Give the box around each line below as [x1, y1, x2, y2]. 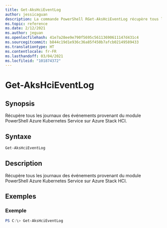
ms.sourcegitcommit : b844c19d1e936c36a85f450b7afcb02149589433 [5, 40, 139, 45]
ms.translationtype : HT [5, 44, 55, 49]
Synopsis [5, 99, 35, 108]
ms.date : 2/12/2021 [5, 26, 46, 31]
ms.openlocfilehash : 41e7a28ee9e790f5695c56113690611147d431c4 [5, 35, 139, 40]
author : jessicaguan [5, 12, 48, 17]
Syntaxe [5, 132, 31, 141]
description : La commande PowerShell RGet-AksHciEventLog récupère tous [5, 16, 159, 21]
